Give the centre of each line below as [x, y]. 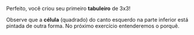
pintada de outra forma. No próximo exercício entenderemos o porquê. [93, 26]
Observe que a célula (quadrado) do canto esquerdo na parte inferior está [97, 20]
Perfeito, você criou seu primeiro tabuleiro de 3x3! [68, 8]
